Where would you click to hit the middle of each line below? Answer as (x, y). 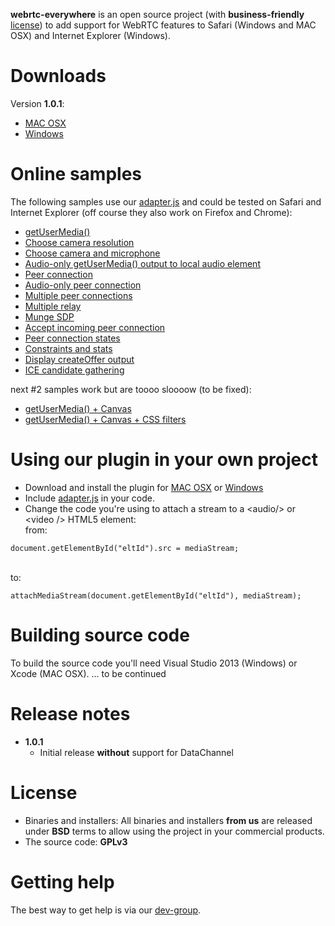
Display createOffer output (79, 359)
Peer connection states (72, 338)
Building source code (100, 635)
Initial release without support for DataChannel (136, 752)
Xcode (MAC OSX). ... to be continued (88, 673)
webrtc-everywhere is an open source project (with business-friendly (157, 14)
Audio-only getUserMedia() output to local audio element (142, 263)
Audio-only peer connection (83, 285)
